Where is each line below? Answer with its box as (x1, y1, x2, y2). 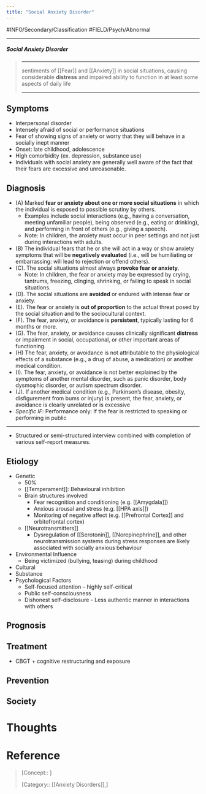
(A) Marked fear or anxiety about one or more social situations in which (15, 199, 199, 207)
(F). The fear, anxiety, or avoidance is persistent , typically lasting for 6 (15, 316, 194, 324)
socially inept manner (15, 139, 70, 147)
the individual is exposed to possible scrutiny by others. (15, 206, 156, 213)
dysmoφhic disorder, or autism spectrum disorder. (15, 381, 142, 389)
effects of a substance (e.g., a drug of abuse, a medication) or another (15, 356, 194, 363)
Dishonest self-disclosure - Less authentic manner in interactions (24, 596, 190, 604)
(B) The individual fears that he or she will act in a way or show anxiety (15, 245, 194, 252)
